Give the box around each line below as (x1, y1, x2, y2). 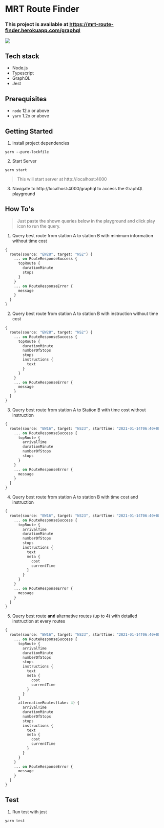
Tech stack (5, 52, 40, 60)
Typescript (12, 70, 34, 76)
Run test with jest (12, 808, 47, 815)
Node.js (12, 65, 28, 71)
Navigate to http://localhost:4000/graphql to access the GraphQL (12, 185, 144, 191)
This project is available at (5, 21, 68, 28)
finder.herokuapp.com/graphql (5, 27, 81, 34)
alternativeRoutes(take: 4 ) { (18, 700, 80, 705)
